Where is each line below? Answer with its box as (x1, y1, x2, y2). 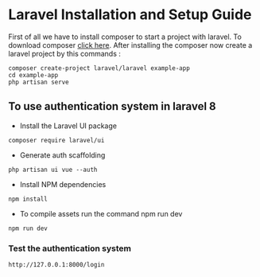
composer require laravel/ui (8, 136, 105, 144)
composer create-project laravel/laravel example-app (8, 64, 191, 72)
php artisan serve (8, 78, 69, 86)
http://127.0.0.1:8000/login (8, 261, 105, 269)
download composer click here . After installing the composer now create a (8, 40, 253, 49)
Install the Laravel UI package (19, 121, 118, 131)
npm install (8, 195, 48, 203)
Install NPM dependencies (19, 179, 107, 189)
